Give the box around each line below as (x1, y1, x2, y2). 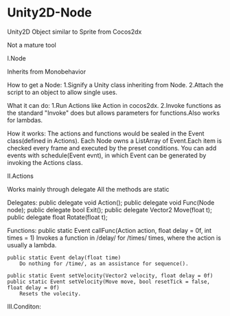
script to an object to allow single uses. (7, 88, 118, 96)
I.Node (7, 54, 26, 63)
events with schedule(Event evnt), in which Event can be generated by (7, 151, 207, 159)
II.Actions (7, 172, 34, 180)
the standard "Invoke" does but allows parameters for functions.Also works (7, 109, 220, 117)
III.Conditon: (7, 302, 41, 311)
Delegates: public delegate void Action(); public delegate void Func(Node (7, 198, 215, 207)
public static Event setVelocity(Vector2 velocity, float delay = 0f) (7, 272, 214, 279)
